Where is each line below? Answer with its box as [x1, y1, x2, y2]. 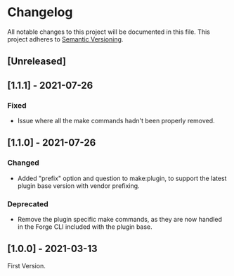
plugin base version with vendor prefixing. [17, 181, 140, 190]
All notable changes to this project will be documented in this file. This [7, 27, 211, 36]
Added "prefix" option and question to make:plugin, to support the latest [17, 174, 227, 182]
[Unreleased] [7, 56, 67, 68]
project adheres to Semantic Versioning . [7, 34, 124, 43]
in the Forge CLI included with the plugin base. [17, 222, 152, 231]
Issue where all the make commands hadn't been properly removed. [17, 117, 216, 125]
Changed [7, 158, 40, 168]
